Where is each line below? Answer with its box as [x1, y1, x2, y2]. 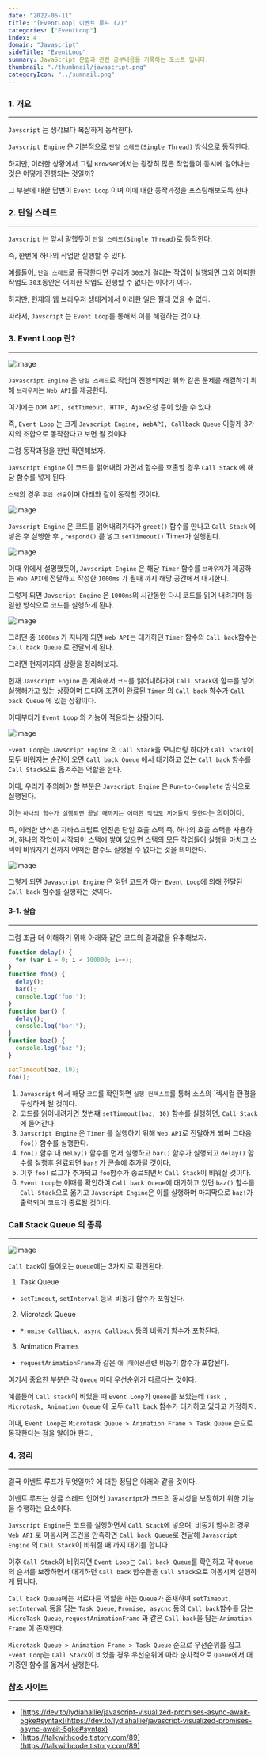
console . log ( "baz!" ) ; [15, 1045, 87, 1052]
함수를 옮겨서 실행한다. [28, 1660, 100, 1669]
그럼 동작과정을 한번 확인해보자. [8, 445, 106, 455]
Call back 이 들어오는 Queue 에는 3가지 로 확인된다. [8, 1261, 164, 1271]
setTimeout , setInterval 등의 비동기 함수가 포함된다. [19, 1293, 185, 1303]
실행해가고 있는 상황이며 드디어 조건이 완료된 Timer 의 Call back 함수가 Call [8, 686, 245, 695]
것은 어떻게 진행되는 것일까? [8, 168, 95, 178]
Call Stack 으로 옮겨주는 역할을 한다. [8, 764, 123, 774]
